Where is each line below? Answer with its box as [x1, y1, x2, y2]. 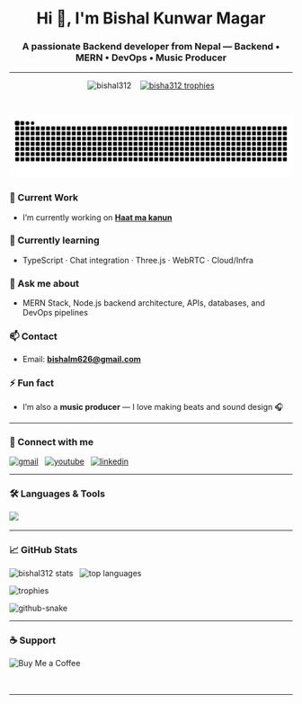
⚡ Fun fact [9, 377, 55, 389]
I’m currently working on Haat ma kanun [22, 211, 173, 223]
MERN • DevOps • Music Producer [75, 51, 227, 64]
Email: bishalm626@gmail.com [22, 354, 141, 365]
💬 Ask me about [9, 277, 79, 290]
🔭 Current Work [9, 192, 79, 204]
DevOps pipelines [22, 307, 88, 318]
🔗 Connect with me [9, 435, 94, 448]
